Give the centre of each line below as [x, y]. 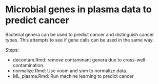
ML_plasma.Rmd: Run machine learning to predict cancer [73, 76]
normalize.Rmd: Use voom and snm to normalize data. [70, 71]
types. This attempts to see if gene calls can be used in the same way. [79, 40]
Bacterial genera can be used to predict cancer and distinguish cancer [80, 34]
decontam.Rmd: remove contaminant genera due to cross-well [79, 59]
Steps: [12, 50]
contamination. [28, 65]
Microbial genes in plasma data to [79, 9]
